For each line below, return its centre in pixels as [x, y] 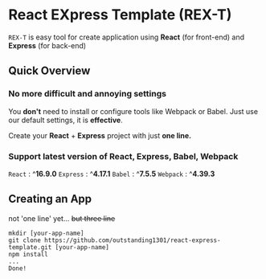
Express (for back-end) [47, 45]
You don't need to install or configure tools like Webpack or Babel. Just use [133, 111]
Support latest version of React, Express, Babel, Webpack [123, 156]
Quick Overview [49, 71]
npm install [28, 254]
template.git [30, 247]
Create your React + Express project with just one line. [100, 135]
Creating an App [50, 199]
